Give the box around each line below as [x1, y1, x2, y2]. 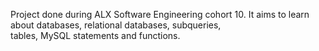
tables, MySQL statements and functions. [10, 30, 181, 41]
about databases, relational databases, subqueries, [10, 19, 222, 31]
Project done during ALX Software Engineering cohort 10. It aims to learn [10, 9, 310, 20]
